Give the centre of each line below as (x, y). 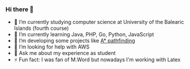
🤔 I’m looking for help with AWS (52, 47)
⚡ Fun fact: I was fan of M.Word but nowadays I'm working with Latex (97, 60)
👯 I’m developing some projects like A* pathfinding (74, 41)
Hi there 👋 (20, 9)
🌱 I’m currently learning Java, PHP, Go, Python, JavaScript (84, 34)
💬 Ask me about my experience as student (65, 53)
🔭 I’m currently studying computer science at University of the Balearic (99, 22)
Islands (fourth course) (41, 28)
